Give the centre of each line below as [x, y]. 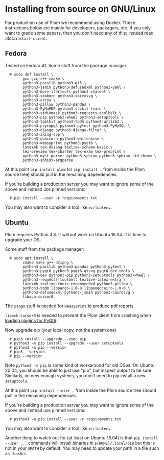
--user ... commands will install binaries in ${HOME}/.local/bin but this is [80, 443]
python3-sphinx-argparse [48, 160]
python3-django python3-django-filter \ [64, 130]
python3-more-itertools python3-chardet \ [67, 92]
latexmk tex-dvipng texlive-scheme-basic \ [68, 147]
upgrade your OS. [23, 240]
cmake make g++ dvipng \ [48, 262]
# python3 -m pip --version [38, 347]
